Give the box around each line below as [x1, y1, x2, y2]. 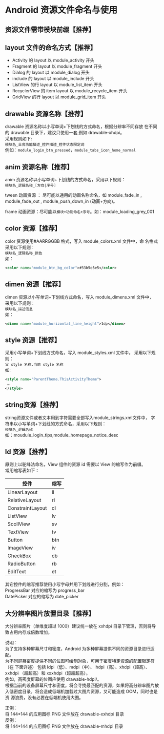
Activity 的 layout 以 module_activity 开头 [12, 57, 95, 63]
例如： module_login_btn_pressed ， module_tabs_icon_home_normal [5, 147, 136, 153]
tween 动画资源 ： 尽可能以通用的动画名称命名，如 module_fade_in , [5, 192, 142, 198]
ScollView [7, 521, 30, 527]
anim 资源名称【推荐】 [5, 163, 74, 171]
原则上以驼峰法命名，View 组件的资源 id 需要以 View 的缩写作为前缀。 [5, 461, 146, 467]
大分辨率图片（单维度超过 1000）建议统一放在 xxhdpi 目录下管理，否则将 [5, 623, 152, 629]
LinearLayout [7, 489, 38, 496]
